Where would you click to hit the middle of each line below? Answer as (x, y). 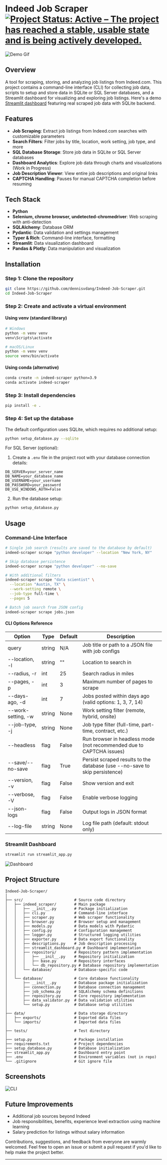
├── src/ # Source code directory (65, 900)
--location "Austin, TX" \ (38, 584)
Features (19, 119)
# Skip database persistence (35, 561)
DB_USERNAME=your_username (33, 481)
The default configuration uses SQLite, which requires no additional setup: (81, 429)
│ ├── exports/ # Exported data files (63, 1017)
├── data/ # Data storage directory (66, 1013)
